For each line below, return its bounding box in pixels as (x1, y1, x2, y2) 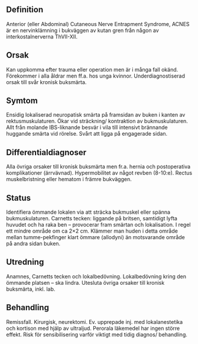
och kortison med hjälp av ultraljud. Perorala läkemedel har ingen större (6, 324, 180, 332)
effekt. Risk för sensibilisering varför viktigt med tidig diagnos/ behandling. (6, 331, 188, 338)
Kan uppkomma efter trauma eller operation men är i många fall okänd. (6, 66, 178, 73)
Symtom (6, 96, 38, 106)
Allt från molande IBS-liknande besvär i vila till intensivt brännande (6, 124, 168, 131)
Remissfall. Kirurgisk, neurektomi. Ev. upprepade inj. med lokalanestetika (6, 318, 183, 325)
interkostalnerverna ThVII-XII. (6, 33, 78, 40)
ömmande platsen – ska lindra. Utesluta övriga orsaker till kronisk (6, 279, 165, 286)
